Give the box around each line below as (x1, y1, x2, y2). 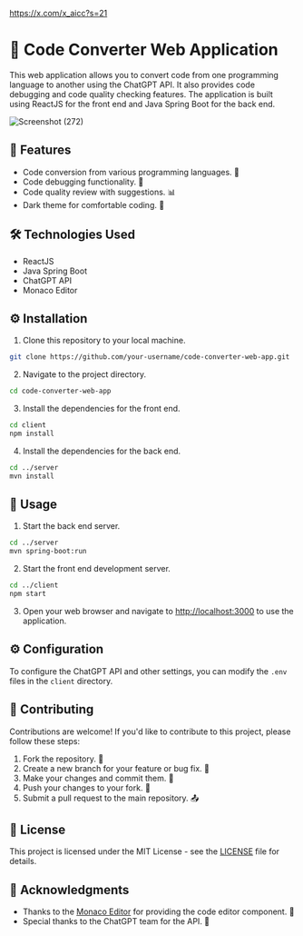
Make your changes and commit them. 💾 (22, 772, 174, 783)
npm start (9, 590, 47, 599)
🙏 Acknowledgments (9, 881, 130, 898)
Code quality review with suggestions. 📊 (22, 186, 176, 197)
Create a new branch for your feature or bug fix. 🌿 (22, 762, 210, 773)
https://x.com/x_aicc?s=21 (9, 8, 108, 18)
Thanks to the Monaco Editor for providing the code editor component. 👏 (22, 906, 295, 917)
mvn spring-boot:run (9, 547, 88, 556)
